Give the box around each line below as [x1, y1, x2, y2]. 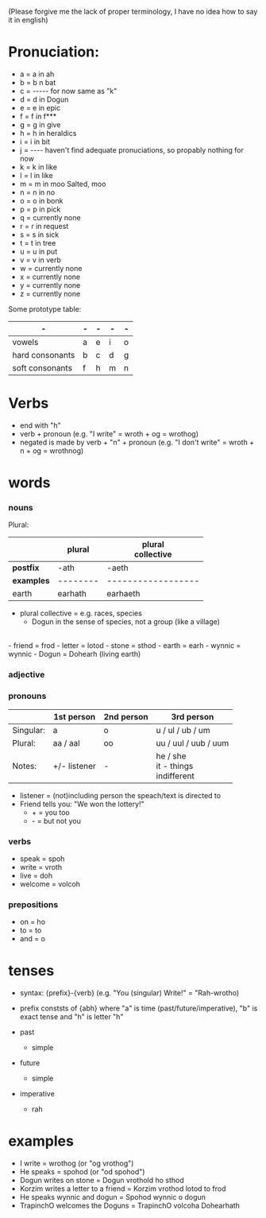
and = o [19, 934, 46, 944]
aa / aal [52, 737, 81, 748]
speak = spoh [19, 854, 65, 863]
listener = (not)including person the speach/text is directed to [19, 790, 221, 800]
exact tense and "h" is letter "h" [19, 1012, 124, 1022]
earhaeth [106, 588, 141, 599]
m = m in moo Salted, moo [19, 179, 106, 188]
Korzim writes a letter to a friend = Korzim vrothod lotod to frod [19, 1184, 226, 1193]
